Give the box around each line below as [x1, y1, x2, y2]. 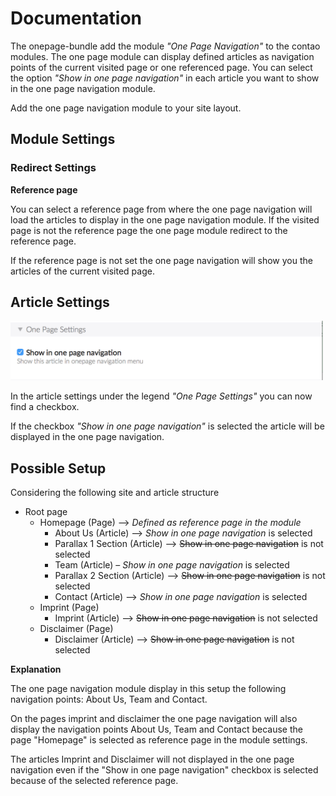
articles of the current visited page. [10, 265, 155, 277]
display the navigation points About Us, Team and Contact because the [10, 723, 303, 735]
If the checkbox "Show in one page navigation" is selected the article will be [10, 420, 325, 432]
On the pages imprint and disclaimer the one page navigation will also [10, 712, 298, 724]
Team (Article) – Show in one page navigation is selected [54, 558, 290, 571]
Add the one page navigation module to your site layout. [10, 102, 242, 114]
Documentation [10, 7, 143, 30]
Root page [24, 505, 68, 517]
